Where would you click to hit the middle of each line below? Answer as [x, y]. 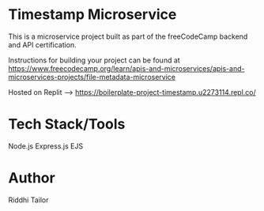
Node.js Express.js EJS [46, 146]
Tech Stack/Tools [67, 124]
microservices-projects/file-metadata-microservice [92, 77]
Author [32, 178]
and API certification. [42, 44]
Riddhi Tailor [28, 200]
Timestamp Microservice [92, 15]
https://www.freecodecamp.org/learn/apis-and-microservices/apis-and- [126, 68]
